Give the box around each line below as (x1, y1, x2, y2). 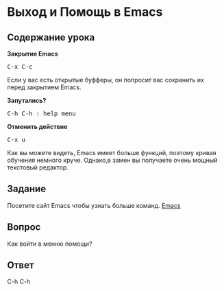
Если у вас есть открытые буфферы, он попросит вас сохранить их (7, 76, 204, 84)
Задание (7, 183, 47, 195)
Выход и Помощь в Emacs (7, 4, 163, 20)
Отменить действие (7, 123, 68, 130)
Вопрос (7, 221, 41, 233)
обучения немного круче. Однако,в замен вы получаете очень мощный (7, 156, 218, 164)
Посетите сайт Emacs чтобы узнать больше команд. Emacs (7, 201, 181, 209)
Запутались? (7, 97, 47, 104)
